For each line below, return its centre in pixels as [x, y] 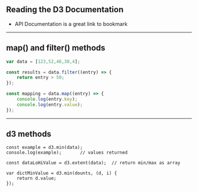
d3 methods [29, 134]
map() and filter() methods [56, 48]
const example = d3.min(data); [44, 148]
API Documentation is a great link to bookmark [71, 24]
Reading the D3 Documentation [65, 10]
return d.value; [37, 178]
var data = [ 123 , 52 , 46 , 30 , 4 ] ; [43, 61]
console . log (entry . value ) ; [50, 105]
